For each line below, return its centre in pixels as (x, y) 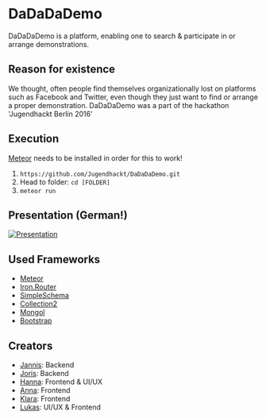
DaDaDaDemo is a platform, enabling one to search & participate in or (122, 36)
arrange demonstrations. (49, 44)
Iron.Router (38, 287)
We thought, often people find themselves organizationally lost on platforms (132, 88)
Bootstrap (36, 321)
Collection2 (39, 304)
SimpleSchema (44, 296)
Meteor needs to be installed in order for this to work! (95, 158)
